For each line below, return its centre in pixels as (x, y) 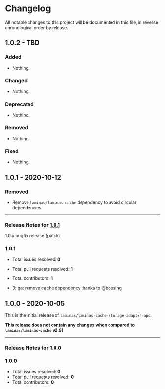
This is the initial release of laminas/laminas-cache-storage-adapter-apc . (79, 315)
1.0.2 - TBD (23, 43)
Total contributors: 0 (33, 382)
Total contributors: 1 (32, 278)
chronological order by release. (37, 27)
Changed (16, 80)
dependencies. (27, 207)
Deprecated (20, 104)
